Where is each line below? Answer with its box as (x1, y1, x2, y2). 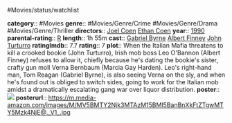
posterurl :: (15, 93, 47, 102)
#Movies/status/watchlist (7, 6, 80, 14)
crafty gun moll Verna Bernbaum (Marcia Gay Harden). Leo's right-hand (7, 64, 213, 71)
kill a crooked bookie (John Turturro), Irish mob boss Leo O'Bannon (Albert (7, 48, 220, 57)
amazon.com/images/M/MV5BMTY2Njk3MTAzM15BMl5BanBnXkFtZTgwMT (7, 101, 224, 109)
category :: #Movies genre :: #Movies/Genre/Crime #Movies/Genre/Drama (7, 19, 218, 27)
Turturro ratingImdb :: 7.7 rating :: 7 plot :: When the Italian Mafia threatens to (7, 41, 224, 49)
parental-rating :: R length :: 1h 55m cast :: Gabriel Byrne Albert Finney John (7, 34, 222, 42)
